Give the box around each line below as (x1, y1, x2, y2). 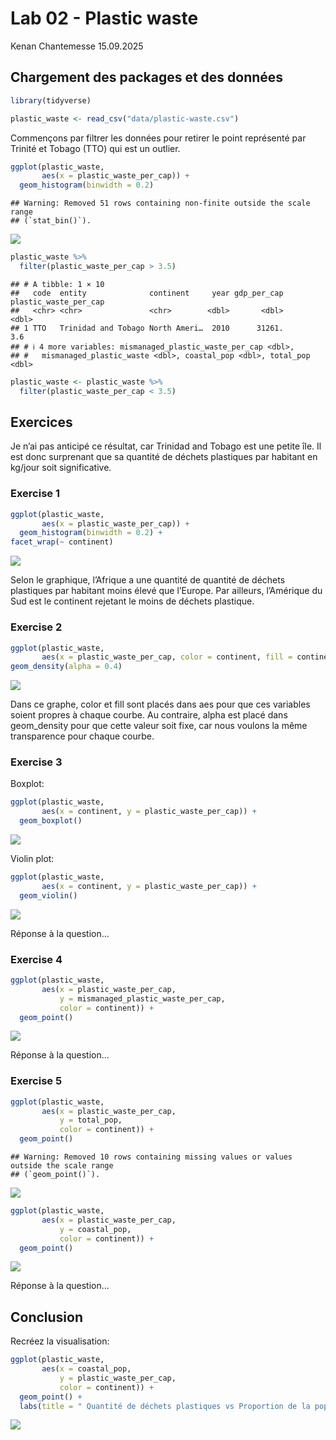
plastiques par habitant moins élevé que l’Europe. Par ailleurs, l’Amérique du (10, 585, 323, 597)
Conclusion (10, 1308, 84, 1326)
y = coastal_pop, (59, 1224, 132, 1234)
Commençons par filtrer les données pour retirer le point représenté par (10, 132, 307, 144)
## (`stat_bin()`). (10, 216, 92, 226)
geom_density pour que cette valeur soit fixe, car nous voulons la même (10, 720, 308, 732)
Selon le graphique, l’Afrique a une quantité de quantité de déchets (10, 574, 286, 586)
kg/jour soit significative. (10, 462, 112, 474)
